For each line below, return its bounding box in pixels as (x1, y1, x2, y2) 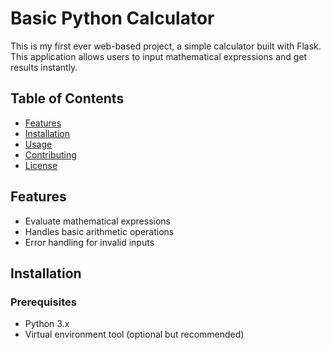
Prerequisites (10, 295, 77, 309)
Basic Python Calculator (10, 7, 215, 30)
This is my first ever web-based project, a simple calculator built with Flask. (10, 40, 322, 52)
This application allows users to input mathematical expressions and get (10, 50, 308, 62)
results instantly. (10, 61, 78, 73)
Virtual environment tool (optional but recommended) (24, 328, 245, 341)
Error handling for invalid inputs (24, 236, 155, 248)
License (24, 159, 58, 171)
